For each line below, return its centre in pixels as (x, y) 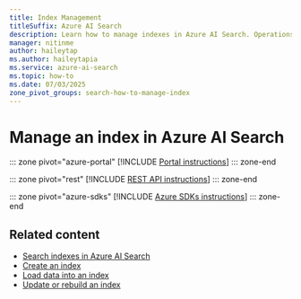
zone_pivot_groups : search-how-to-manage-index (100, 92)
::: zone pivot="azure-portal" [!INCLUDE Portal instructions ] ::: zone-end (143, 162)
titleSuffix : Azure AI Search (66, 26)
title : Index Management (56, 18)
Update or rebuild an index (71, 285)
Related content (55, 234)
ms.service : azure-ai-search (64, 68)
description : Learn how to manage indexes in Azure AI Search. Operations (152, 34)
